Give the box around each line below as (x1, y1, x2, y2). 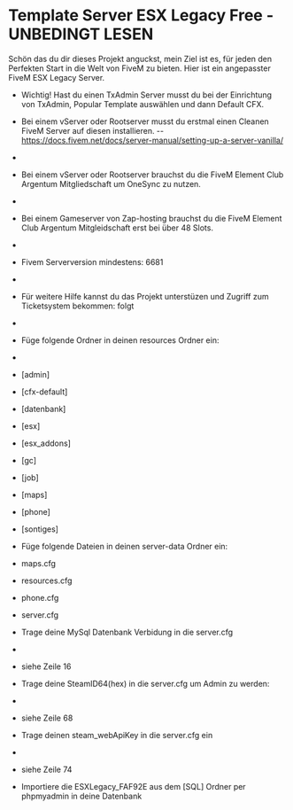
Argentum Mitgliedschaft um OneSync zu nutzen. (20, 178, 201, 189)
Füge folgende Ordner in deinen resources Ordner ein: (20, 334, 220, 346)
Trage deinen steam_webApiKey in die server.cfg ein (20, 729, 213, 740)
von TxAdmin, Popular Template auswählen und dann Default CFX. (20, 98, 265, 109)
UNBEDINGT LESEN (8, 24, 154, 44)
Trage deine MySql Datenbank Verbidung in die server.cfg (20, 627, 234, 637)
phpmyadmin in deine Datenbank (20, 791, 143, 801)
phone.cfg (20, 592, 59, 603)
